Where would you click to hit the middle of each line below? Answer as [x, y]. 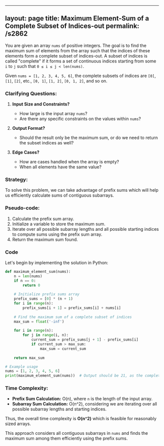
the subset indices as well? [47, 143]
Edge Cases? [26, 152]
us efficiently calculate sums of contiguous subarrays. [60, 195]
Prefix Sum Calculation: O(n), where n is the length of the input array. [82, 399]
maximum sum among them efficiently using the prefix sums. [66, 438]
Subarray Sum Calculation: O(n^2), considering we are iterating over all [84, 404]
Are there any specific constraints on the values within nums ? [80, 119]
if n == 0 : [25, 281]
